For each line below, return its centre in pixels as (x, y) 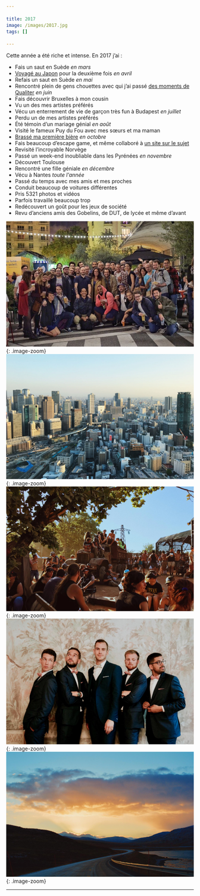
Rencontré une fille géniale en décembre (65, 169)
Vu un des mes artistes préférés (54, 105)
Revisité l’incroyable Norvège (51, 150)
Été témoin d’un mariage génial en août (63, 124)
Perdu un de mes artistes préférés (57, 118)
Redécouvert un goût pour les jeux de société (71, 207)
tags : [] (17, 32)
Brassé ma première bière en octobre (60, 137)
